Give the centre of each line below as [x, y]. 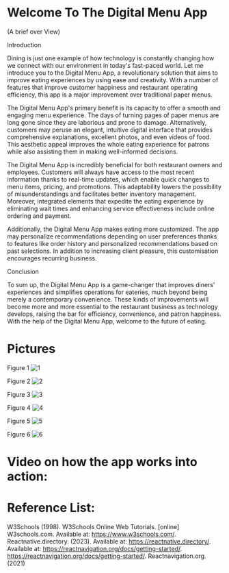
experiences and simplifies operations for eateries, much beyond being [107, 292]
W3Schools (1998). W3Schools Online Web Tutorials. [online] [93, 527]
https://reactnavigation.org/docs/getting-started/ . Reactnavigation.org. [107, 556]
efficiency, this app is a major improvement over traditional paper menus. [110, 95]
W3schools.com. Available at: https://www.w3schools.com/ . [92, 534]
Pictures [31, 349]
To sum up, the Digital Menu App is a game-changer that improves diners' [111, 284]
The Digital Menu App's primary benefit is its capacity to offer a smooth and [114, 108]
